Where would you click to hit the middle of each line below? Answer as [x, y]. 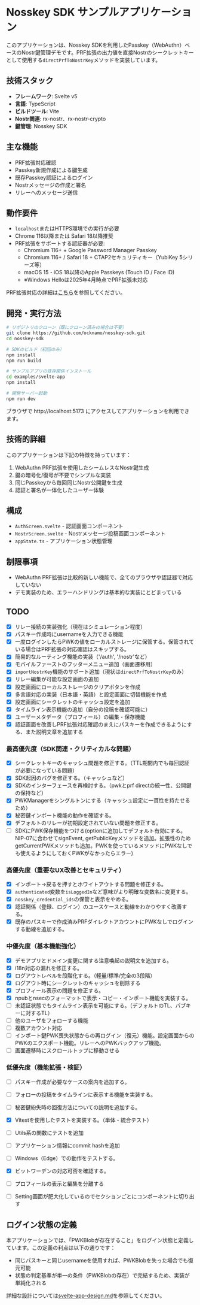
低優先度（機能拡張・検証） [46, 1068]
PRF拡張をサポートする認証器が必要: [60, 244]
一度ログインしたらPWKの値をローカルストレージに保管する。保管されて [104, 642]
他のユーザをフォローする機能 [51, 1020]
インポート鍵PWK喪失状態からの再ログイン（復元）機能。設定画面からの [104, 1035]
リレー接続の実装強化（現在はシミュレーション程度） [80, 627]
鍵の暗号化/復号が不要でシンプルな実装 [63, 475]
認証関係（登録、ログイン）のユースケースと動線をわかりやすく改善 [98, 907]
